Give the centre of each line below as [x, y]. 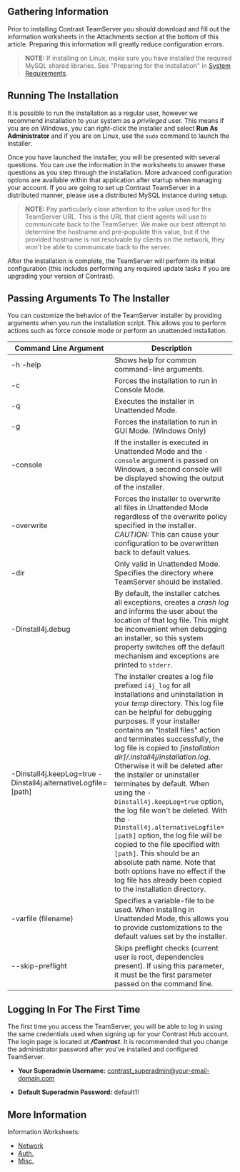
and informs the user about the [166, 612]
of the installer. [139, 487]
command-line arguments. [159, 369]
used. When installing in [154, 910]
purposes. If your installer [157, 721]
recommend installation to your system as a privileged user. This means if [116, 120]
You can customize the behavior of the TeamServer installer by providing [115, 316]
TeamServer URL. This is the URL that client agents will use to [116, 217]
